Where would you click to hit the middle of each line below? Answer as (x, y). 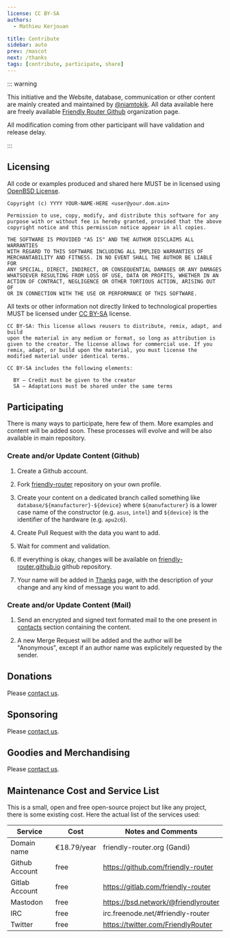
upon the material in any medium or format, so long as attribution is (111, 338)
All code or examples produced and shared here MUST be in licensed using (114, 183)
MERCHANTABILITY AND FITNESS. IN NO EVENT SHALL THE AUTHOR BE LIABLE (110, 257)
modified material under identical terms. (68, 356)
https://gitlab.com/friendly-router (157, 887)
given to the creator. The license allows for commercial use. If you (110, 344)
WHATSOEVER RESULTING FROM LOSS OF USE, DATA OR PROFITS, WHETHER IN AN (113, 275)
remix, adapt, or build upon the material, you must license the (102, 350)
